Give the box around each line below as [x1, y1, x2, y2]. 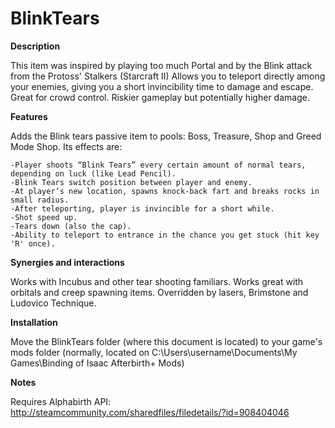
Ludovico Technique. [10, 297, 97, 309]
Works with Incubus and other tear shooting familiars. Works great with [10, 275, 304, 287]
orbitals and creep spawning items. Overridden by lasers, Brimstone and [10, 286, 309, 298]
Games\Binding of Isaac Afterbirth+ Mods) [10, 357, 185, 369]
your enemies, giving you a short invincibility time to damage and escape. [10, 80, 314, 92]
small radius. [10, 195, 70, 205]
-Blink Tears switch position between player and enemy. [10, 177, 253, 187]
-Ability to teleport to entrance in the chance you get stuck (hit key [10, 230, 320, 240]
